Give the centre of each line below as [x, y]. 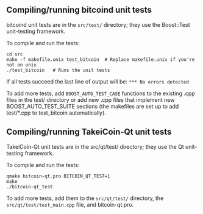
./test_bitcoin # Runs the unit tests [59, 70]
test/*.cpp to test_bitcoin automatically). [56, 113]
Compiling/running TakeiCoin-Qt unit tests [89, 132]
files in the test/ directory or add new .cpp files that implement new [91, 99]
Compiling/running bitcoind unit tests [79, 10]
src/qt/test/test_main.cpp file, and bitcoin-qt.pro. [70, 204]
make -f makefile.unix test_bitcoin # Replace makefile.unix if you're [101, 59]
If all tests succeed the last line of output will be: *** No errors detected [98, 81]
